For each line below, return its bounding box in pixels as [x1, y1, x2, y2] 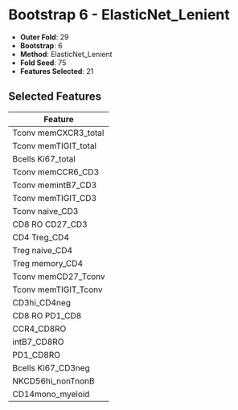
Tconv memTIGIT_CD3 [12, 192, 97, 203]
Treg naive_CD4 [12, 244, 73, 256]
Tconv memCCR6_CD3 [12, 166, 99, 178]
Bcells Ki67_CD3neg [12, 362, 90, 373]
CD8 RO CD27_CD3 [12, 219, 88, 230]
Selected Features [8, 90, 102, 104]
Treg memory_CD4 [12, 257, 83, 269]
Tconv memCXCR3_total [12, 127, 105, 138]
